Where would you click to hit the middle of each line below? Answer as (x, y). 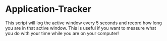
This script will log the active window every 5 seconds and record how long (84, 23)
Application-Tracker (48, 9)
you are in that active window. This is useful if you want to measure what (81, 28)
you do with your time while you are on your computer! (62, 33)
